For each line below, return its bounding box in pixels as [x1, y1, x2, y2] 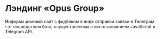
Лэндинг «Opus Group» [5, 3, 105, 14]
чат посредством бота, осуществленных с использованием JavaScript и [5, 23, 156, 29]
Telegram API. [5, 29, 33, 34]
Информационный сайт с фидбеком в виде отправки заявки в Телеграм [5, 19, 155, 24]
